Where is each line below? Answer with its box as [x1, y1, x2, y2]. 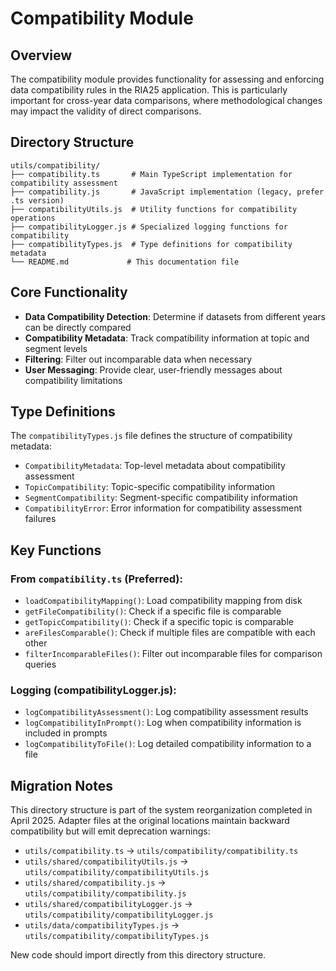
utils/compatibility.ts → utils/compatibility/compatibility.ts [24, 845, 299, 857]
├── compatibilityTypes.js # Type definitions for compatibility [10, 239, 293, 249]
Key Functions [10, 542, 102, 559]
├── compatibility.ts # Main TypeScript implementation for [10, 169, 293, 179]
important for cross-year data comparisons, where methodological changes [10, 95, 323, 106]
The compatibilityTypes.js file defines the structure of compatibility [10, 430, 293, 442]
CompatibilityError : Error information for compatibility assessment [24, 502, 303, 514]
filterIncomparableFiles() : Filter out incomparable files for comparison [24, 648, 323, 660]
